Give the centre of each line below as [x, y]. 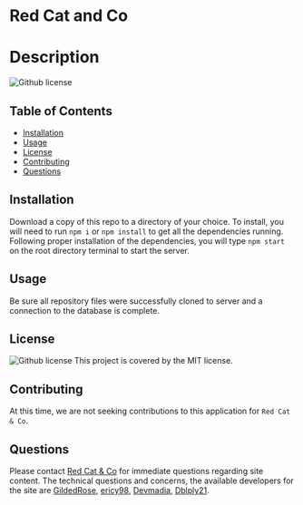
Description [54, 58]
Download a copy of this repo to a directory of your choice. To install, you [147, 221]
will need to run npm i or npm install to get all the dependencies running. [147, 231]
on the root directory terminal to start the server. [100, 250]
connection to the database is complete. [85, 310]
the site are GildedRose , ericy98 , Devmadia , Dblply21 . [110, 490]
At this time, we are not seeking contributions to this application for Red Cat [150, 411]
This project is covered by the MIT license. [153, 361]
